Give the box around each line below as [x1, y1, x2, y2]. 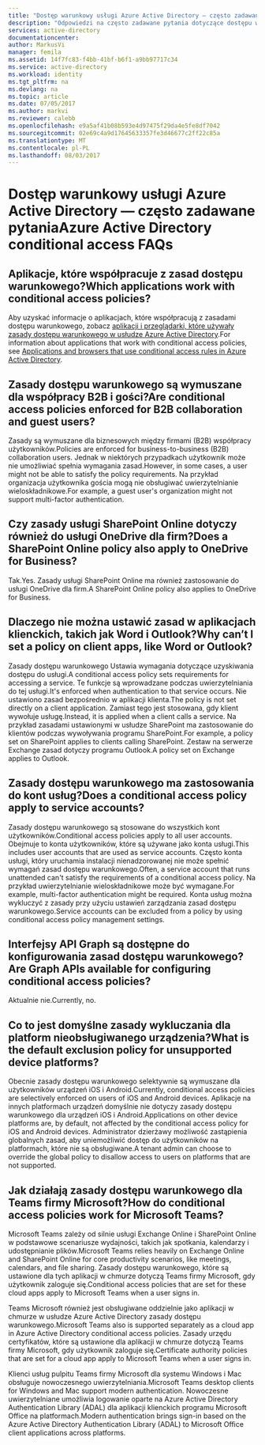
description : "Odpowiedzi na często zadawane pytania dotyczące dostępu [8, 19, 252, 27]
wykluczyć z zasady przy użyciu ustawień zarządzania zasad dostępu [8, 898, 237, 907]
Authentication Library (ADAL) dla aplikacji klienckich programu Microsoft [8, 1402, 247, 1412]
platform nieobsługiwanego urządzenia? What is [8, 1031, 250, 1044]
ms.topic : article [8, 93, 69, 100]
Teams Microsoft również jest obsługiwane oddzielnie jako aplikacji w [8, 1303, 234, 1313]
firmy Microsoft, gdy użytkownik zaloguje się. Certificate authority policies [8, 1345, 248, 1355]
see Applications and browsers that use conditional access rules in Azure [8, 346, 247, 356]
